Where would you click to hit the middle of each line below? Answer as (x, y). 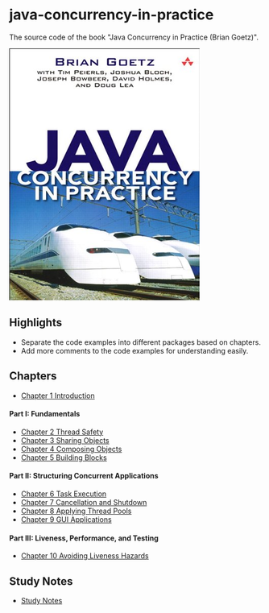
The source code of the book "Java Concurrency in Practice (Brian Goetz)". (134, 37)
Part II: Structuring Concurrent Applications (84, 476)
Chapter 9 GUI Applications (66, 519)
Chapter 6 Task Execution (64, 494)
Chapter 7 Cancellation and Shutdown (84, 502)
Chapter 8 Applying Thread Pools (76, 511)
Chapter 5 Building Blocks (64, 458)
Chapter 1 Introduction (58, 396)
